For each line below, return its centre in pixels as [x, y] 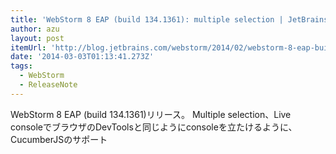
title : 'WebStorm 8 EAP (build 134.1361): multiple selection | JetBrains [169, 19]
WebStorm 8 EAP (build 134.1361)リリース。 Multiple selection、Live [151, 114]
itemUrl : [28, 47]
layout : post [37, 38]
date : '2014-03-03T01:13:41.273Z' [82, 57]
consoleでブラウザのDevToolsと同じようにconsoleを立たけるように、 [154, 127]
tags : [21, 66]
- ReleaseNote [48, 85]
